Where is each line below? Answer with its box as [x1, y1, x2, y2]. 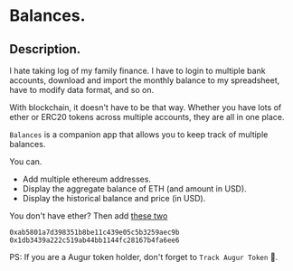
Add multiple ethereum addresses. [22, 173, 152, 184]
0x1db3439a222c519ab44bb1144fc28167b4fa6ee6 [9, 236, 180, 245]
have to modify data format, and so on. [9, 85, 155, 95]
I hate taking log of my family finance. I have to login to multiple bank [9, 65, 266, 76]
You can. [9, 156, 43, 167]
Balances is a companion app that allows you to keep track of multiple [9, 129, 269, 140]
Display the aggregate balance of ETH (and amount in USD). [22, 183, 247, 194]
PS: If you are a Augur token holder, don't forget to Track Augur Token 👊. [9, 252, 279, 262]
